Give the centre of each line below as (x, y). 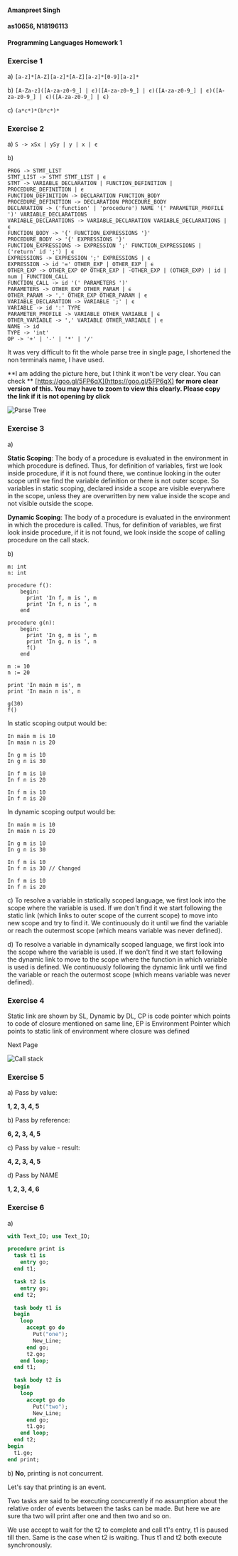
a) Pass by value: (33, 1093)
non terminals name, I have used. (56, 360)
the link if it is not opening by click (59, 396)
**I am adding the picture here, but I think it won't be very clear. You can (114, 374)
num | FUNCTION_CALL (38, 277)
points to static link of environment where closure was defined (99, 1031)
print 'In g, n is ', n (61, 641)
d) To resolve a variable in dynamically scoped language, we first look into (116, 944)
